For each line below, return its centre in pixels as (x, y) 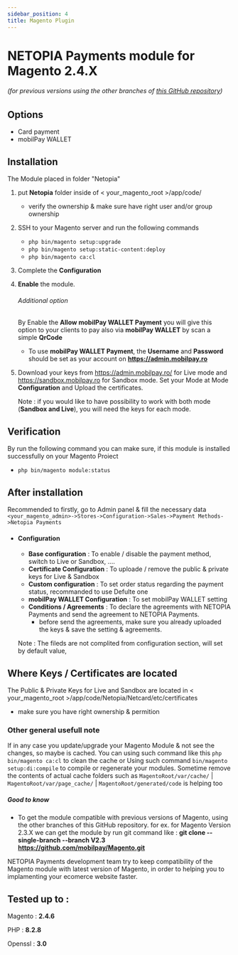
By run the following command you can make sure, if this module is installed (119, 449)
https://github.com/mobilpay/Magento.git (81, 848)
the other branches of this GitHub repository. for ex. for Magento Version (124, 825)
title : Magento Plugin (41, 21)
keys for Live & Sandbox (64, 577)
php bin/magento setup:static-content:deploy (97, 250)
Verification (34, 431)
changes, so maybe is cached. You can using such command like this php (115, 753)
